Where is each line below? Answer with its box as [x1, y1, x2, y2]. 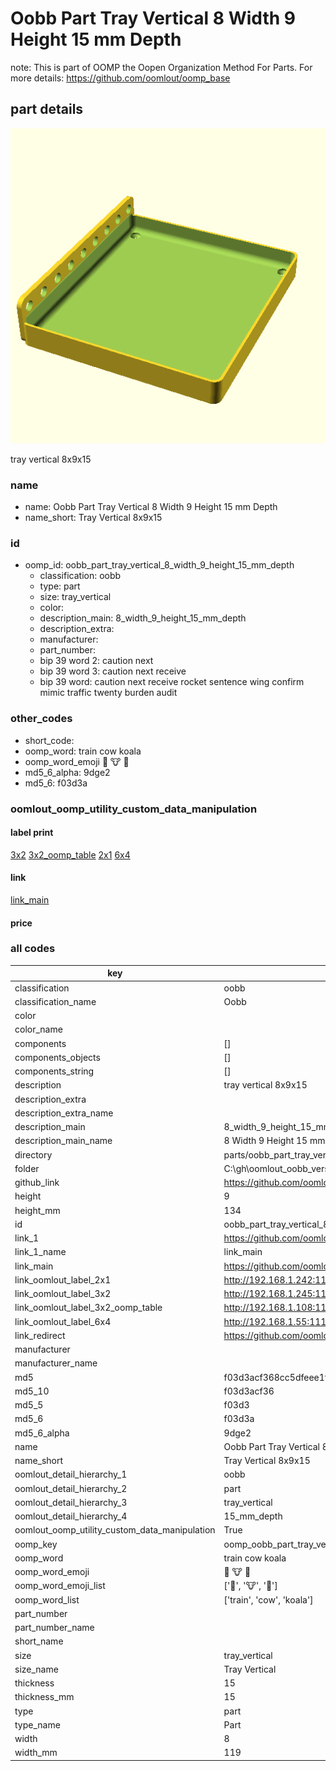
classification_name [14, 995, 97, 1007]
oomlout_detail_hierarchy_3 [14, 1496, 128, 1508]
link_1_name [14, 1246, 67, 1258]
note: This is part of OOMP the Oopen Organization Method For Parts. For [10, 61, 313, 73]
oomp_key [14, 1538, 58, 1550]
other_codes [10, 712, 73, 726]
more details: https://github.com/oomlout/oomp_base [10, 72, 231, 84]
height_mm [14, 1204, 61, 1216]
